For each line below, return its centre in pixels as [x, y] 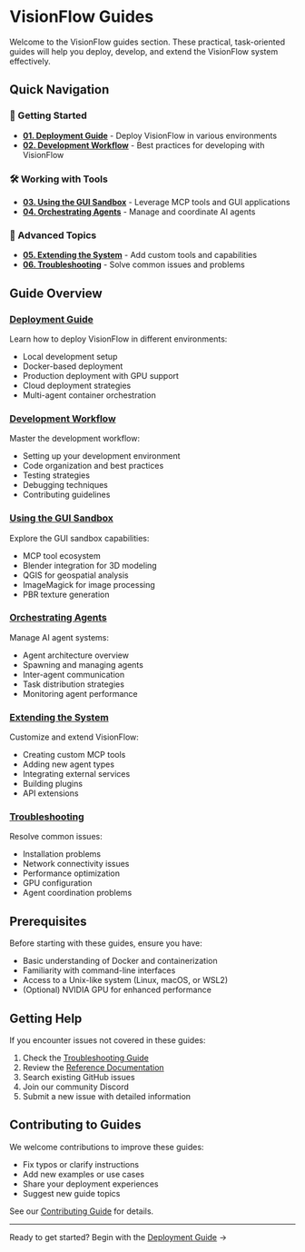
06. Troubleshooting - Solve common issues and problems [133, 264]
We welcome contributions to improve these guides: [107, 1147]
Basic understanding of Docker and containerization [120, 961]
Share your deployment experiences [90, 1184]
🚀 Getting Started [49, 115]
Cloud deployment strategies [77, 385]
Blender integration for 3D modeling [89, 565]
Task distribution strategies [74, 684]
